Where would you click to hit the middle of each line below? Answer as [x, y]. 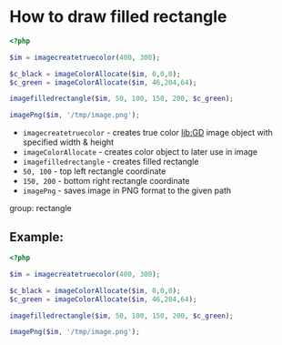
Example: [36, 237]
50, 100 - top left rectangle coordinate [94, 171]
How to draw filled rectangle [118, 17]
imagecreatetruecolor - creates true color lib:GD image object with [147, 133]
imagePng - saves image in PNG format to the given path [127, 191]
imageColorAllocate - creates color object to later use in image [140, 152]
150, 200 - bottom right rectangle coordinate [106, 181]
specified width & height [68, 142]
